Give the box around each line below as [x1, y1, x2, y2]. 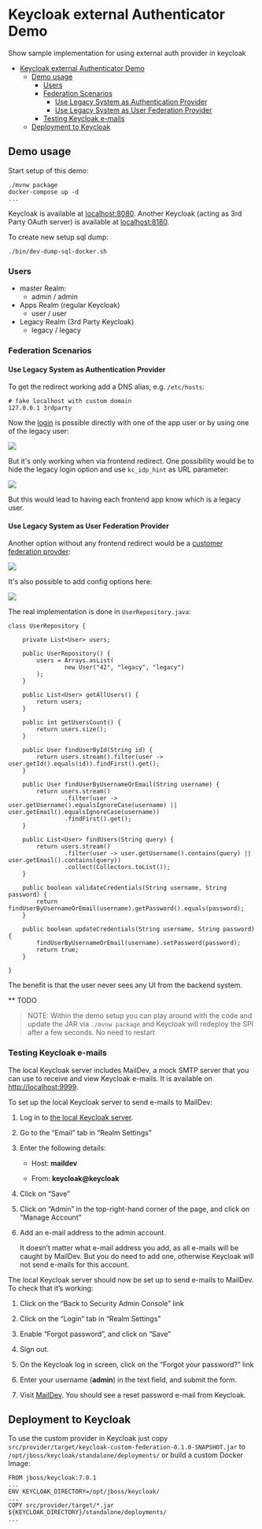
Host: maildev [31, 1158, 78, 1168]
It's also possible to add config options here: [8, 577, 153, 587]
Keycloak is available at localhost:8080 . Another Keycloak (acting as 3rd [8, 209, 242, 218]
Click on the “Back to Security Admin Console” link [19, 1298, 185, 1308]
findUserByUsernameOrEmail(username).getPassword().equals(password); [8, 905, 245, 913]
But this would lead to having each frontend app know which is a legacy [8, 494, 242, 505]
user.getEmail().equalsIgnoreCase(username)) [8, 809, 160, 816]
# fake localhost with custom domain [8, 398, 132, 405]
